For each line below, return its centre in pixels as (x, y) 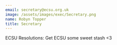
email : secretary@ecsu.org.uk (37, 10)
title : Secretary (24, 24)
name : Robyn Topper (26, 19)
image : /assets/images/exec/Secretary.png (51, 14)
